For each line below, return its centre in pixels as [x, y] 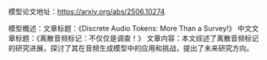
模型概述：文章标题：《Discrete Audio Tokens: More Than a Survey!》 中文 [130, 28]
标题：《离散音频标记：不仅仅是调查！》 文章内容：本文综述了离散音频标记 [137, 38]
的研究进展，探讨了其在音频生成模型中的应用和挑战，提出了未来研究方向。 [131, 48]
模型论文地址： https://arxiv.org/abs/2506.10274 [87, 11]
